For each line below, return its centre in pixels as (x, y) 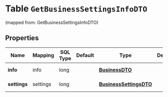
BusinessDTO (115, 70)
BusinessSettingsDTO (125, 84)
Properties (22, 38)
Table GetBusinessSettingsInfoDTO (76, 9)
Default (85, 55)
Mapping (43, 55)
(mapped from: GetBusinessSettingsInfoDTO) (52, 22)
